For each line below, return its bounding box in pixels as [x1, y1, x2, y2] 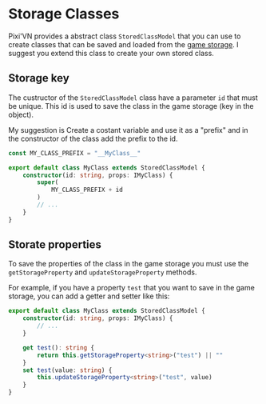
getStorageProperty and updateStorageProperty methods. [8, 267, 197, 277]
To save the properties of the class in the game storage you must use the [8, 259, 249, 269]
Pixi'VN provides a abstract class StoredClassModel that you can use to [8, 31, 241, 41]
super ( [37, 178, 59, 186]
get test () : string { [22, 343, 94, 352]
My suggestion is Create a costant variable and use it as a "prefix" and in [8, 125, 249, 134]
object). [8, 110, 34, 119]
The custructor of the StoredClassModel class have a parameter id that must [8, 93, 258, 102]
